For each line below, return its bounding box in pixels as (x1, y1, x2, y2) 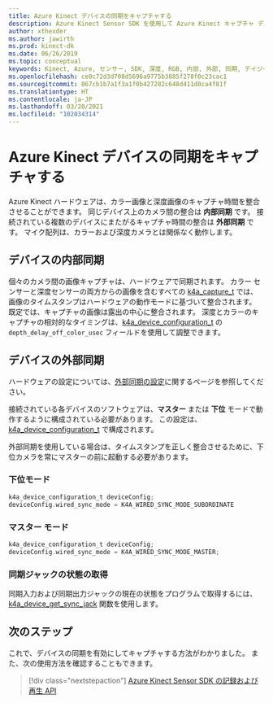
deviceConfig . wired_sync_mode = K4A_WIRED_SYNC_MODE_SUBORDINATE (8, 500, 234, 509)
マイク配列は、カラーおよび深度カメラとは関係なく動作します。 (24, 227, 237, 237)
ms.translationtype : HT (8, 87, 89, 96)
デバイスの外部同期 (8, 353, 105, 367)
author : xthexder (8, 27, 67, 35)
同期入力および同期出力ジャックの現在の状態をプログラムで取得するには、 (8, 588, 258, 598)
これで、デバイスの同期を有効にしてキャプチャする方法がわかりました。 (8, 648, 250, 657)
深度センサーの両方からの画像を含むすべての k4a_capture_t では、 (36, 286, 258, 296)
